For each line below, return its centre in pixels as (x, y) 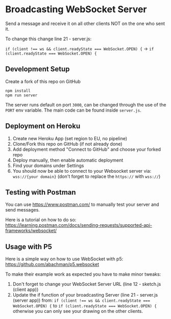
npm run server (21, 95)
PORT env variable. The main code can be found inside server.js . (73, 110)
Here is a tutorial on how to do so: (41, 220)
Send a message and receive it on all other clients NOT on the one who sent (85, 23)
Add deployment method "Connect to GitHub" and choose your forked (87, 149)
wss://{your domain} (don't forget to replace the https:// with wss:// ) (87, 176)
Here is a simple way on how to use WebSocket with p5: (64, 259)
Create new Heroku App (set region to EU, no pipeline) (70, 138)
